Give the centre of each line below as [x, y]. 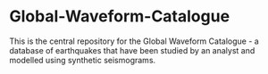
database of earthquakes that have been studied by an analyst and [132, 50]
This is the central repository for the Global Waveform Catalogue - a [134, 41]
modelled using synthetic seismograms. [83, 60]
